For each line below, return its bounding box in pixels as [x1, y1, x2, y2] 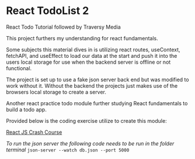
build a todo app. [6, 106, 47, 113]
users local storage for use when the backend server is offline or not [6, 58, 171, 65]
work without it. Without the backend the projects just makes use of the [6, 82, 178, 89]
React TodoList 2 [6, 4, 89, 18]
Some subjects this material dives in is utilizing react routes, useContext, [6, 46, 180, 53]
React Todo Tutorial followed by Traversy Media [6, 23, 121, 30]
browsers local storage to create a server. [6, 88, 107, 95]
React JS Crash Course [6, 129, 62, 136]
